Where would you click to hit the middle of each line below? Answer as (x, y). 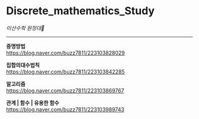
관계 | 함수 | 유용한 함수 (33, 102)
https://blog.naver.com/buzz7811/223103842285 (66, 72)
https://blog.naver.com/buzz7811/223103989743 (65, 109)
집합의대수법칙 (23, 65)
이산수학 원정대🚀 (25, 28)
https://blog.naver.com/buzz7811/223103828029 (66, 53)
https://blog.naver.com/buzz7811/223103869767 (65, 91)
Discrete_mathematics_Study (81, 11)
